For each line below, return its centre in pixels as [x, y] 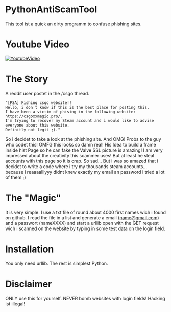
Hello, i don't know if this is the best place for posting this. [77, 107]
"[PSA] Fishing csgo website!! [39, 103]
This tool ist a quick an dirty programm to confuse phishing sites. [74, 24]
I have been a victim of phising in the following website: [71, 112]
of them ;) [16, 177]
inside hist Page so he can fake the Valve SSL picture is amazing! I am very [84, 150]
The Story [27, 79]
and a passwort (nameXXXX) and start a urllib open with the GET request [82, 223]
